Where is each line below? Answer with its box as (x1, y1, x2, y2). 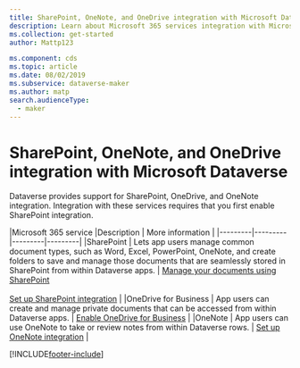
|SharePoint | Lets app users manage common (83, 237, 254, 247)
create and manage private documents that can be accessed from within (9, 303, 277, 314)
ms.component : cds (9, 54, 78, 63)
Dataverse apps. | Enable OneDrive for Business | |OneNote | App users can (9, 313, 288, 323)
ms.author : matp (9, 87, 70, 96)
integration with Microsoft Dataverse (9, 162, 288, 181)
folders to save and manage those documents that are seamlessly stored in (9, 255, 286, 266)
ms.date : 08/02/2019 (9, 71, 87, 80)
